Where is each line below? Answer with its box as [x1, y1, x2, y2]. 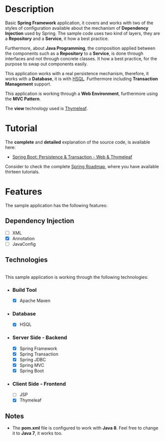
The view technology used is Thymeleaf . [5, 105, 88, 111]
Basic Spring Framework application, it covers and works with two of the [5, 20, 154, 26]
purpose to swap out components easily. [5, 61, 88, 67]
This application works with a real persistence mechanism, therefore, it [5, 70, 149, 76]
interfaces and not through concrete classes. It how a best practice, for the [5, 55, 158, 61]
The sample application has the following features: [5, 202, 107, 208]
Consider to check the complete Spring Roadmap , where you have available [5, 163, 159, 169]
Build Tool [12, 286, 37, 293]
